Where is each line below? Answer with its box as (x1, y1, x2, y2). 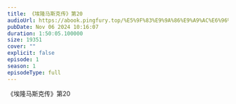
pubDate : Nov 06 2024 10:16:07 (7, 23, 99, 30)
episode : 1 (7, 56, 39, 63)
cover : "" (7, 43, 37, 50)
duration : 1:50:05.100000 (7, 30, 83, 37)
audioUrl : (7, 17, 37, 24)
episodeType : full (7, 69, 61, 76)
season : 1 (7, 63, 37, 70)
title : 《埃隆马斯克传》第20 (7, 10, 83, 18)
